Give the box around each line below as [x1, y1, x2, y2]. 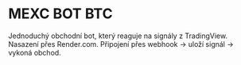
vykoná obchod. [8, 48, 61, 57]
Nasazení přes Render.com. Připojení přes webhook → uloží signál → [8, 39, 235, 48]
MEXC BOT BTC [8, 5, 113, 23]
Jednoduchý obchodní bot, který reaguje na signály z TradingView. [8, 31, 228, 40]
